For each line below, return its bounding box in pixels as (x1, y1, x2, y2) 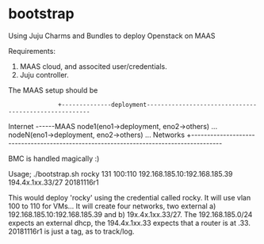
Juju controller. (19, 70, 69, 79)
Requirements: (8, 46, 55, 55)
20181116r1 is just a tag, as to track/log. (8, 227, 135, 236)
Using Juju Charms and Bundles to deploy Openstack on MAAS (8, 31, 216, 40)
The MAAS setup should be (8, 85, 98, 95)
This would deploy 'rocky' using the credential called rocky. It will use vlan (8, 193, 251, 202)
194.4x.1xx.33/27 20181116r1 (8, 177, 99, 187)
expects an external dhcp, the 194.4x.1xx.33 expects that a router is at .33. (8, 218, 251, 227)
